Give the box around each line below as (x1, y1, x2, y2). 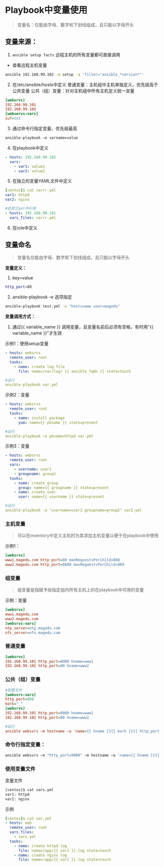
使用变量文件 (5, 765, 36, 772)
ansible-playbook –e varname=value (5, 135, 78, 140)
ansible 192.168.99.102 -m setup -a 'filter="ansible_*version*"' (5, 72, 144, 77)
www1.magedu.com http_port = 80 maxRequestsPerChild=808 (5, 557, 120, 563)
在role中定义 (12, 225, 38, 231)
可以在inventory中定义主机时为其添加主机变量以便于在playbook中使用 (17, 533, 159, 539)
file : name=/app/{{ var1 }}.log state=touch (18, 848, 111, 853)
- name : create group (14, 480, 58, 485)
